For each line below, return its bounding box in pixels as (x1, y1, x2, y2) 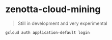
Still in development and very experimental (17, 20, 108, 26)
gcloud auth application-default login (5, 30, 90, 35)
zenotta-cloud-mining (5, 4, 101, 15)
